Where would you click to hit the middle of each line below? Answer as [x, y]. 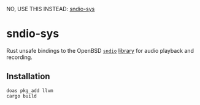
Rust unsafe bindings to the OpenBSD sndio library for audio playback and [100, 50]
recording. [19, 57]
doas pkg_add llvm [30, 91]
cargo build [21, 96]
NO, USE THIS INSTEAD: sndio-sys [51, 9]
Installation [28, 76]
